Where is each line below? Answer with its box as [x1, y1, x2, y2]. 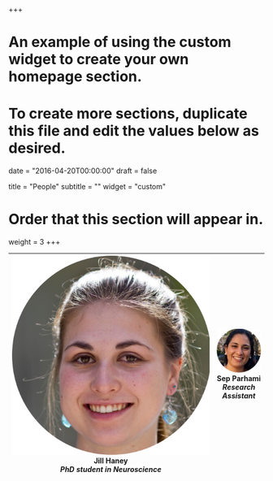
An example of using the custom [8, 33, 232, 51]
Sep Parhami [216, 374, 262, 383]
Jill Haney [93, 456, 128, 466]
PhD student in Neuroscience [59, 464, 162, 474]
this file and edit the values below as [8, 122, 260, 141]
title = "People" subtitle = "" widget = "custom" [8, 182, 167, 192]
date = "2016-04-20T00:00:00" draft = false [8, 166, 158, 175]
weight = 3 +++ [8, 237, 61, 247]
